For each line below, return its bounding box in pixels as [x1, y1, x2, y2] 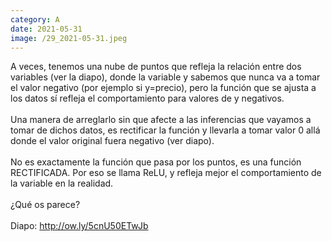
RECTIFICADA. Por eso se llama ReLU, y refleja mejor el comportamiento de [10, 167, 322, 179]
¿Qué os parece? [10, 199, 81, 211]
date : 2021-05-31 [10, 24, 83, 34]
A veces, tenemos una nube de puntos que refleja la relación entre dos [10, 61, 302, 73]
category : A [10, 14, 60, 25]
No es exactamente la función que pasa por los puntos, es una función [10, 156, 302, 168]
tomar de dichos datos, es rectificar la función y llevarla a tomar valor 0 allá [10, 124, 321, 136]
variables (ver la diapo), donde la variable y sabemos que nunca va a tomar [10, 71, 321, 83]
